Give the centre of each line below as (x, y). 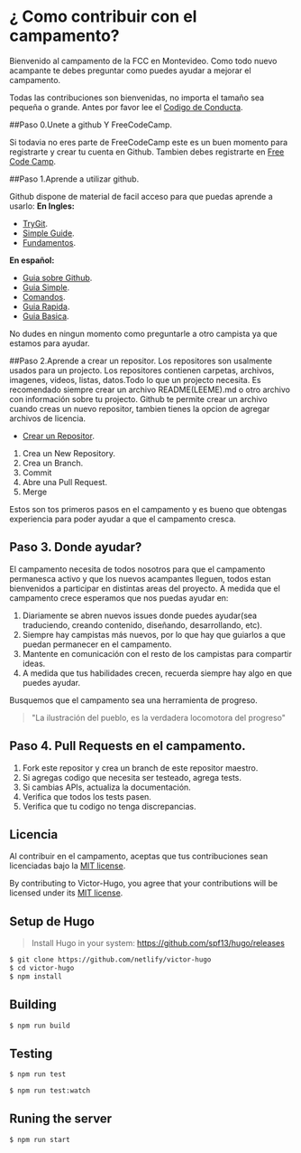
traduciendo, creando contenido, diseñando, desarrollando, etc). (142, 624)
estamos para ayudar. (50, 343)
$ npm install (36, 976)
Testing (31, 1053)
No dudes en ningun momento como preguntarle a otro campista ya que (143, 333)
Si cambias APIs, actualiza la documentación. (106, 787)
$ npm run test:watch (50, 1091)
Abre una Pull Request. (65, 482)
